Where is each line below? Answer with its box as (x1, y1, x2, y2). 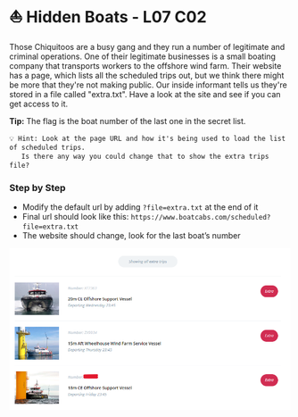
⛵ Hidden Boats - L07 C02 (9, 7, 207, 28)
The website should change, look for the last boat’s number (21, 230, 241, 241)
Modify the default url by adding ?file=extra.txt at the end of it (21, 202, 259, 213)
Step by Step (9, 181, 66, 194)
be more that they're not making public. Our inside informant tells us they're (9, 79, 287, 90)
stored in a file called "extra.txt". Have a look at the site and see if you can (9, 88, 281, 99)
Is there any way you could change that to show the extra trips (21, 152, 269, 161)
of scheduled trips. (9, 143, 87, 152)
